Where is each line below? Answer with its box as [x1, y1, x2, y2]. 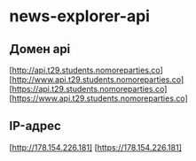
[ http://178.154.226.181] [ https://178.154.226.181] [9, 142, 182, 152]
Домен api [9, 42, 71, 57]
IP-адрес [9, 119, 62, 134]
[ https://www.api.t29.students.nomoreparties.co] [9, 93, 188, 103]
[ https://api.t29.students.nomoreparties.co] [9, 84, 168, 94]
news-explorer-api [9, 6, 151, 27]
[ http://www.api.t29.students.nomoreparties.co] [9, 74, 184, 85]
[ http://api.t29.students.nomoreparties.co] [9, 65, 164, 75]
